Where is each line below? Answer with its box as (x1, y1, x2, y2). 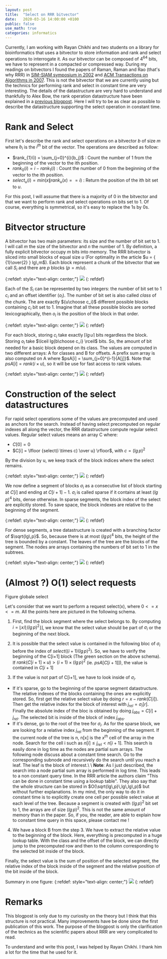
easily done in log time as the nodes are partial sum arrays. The (12, 746, 143, 752)
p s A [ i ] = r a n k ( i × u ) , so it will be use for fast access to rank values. (5, 361, 142, 367)
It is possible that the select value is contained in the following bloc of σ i (12, 641, 161, 648)
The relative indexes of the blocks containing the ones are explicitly (12, 690, 151, 696)
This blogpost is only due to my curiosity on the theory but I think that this (5, 912, 157, 918)
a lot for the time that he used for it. (5, 949, 78, 955)
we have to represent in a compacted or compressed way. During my (5, 61, 147, 67)
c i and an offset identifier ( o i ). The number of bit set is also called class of (5, 292, 157, 299)
